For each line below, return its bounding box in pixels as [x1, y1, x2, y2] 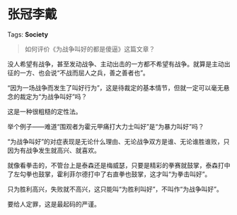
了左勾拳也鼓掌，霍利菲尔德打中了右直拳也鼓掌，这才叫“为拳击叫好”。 [7, 170, 212, 178]
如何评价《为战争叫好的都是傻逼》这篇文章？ [24, 44, 156, 53]
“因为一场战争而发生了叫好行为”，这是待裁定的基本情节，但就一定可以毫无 [7, 83, 224, 92]
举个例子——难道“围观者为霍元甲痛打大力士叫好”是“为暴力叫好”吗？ [7, 122, 204, 130]
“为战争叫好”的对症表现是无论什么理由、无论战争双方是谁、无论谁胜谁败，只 [7, 137, 230, 145]
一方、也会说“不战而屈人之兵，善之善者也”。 [19, 68, 150, 77]
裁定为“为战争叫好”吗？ [19, 92, 88, 101]
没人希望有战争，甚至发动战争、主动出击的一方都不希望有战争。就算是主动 [7, 59, 224, 68]
